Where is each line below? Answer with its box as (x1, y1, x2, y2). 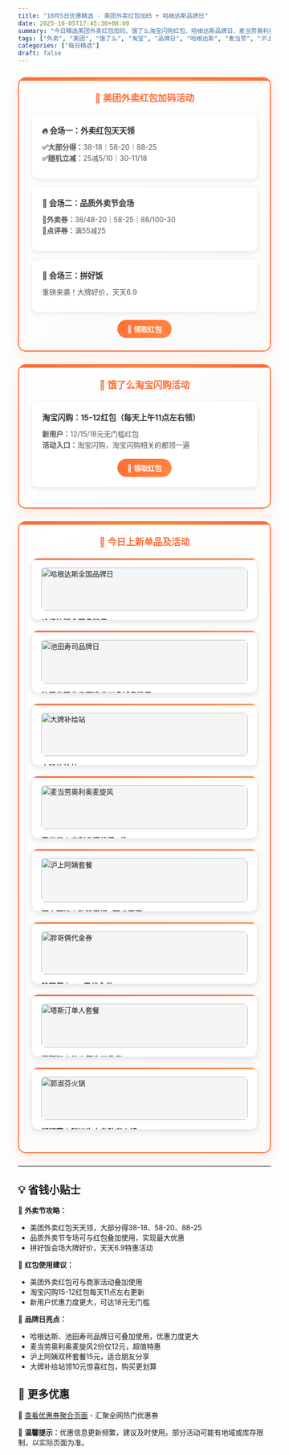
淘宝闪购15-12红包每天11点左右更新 (29, 1288, 144, 1297)
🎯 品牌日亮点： (18, 1314, 67, 1325)
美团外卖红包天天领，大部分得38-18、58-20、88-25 (29, 1223, 202, 1233)
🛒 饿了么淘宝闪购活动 (99, 378, 190, 391)
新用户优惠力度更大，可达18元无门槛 (29, 1297, 150, 1307)
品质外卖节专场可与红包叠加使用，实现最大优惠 (29, 1233, 185, 1242)
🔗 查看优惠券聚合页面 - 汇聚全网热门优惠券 (18, 1410, 159, 1420)
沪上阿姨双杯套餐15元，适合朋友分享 (29, 1352, 150, 1362)
